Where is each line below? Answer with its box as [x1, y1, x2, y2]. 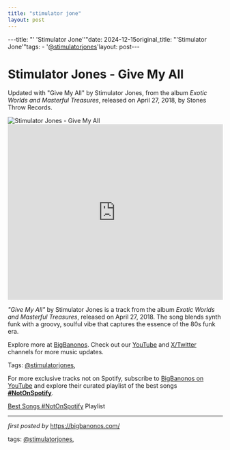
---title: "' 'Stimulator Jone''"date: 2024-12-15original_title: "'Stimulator [8, 35, 207, 43]
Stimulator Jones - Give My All [8, 66, 184, 82]
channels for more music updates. [8, 348, 104, 356]
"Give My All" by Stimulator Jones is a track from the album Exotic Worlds [8, 306, 215, 314]
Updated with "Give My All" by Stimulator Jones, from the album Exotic [8, 89, 207, 97]
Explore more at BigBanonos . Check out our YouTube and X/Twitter [8, 341, 197, 349]
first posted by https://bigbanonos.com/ [8, 422, 120, 430]
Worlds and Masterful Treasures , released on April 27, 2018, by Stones [8, 96, 207, 105]
